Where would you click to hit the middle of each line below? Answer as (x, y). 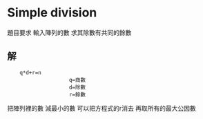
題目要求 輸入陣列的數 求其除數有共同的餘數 (69, 32)
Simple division (52, 13)
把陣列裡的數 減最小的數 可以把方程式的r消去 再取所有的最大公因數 (102, 108)
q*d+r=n (30, 73)
